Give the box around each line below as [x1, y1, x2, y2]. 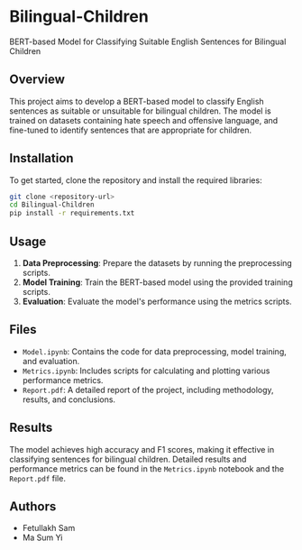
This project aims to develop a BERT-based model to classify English [9, 96, 264, 106]
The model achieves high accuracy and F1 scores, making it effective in [9, 444, 275, 454]
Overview [9, 72, 66, 87]
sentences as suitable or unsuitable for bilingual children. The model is [9, 105, 272, 116]
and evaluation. [22, 355, 80, 366]
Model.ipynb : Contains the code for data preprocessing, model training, [22, 345, 287, 357]
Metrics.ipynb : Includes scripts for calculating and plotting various [22, 365, 270, 376]
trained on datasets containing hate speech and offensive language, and [9, 115, 279, 125]
